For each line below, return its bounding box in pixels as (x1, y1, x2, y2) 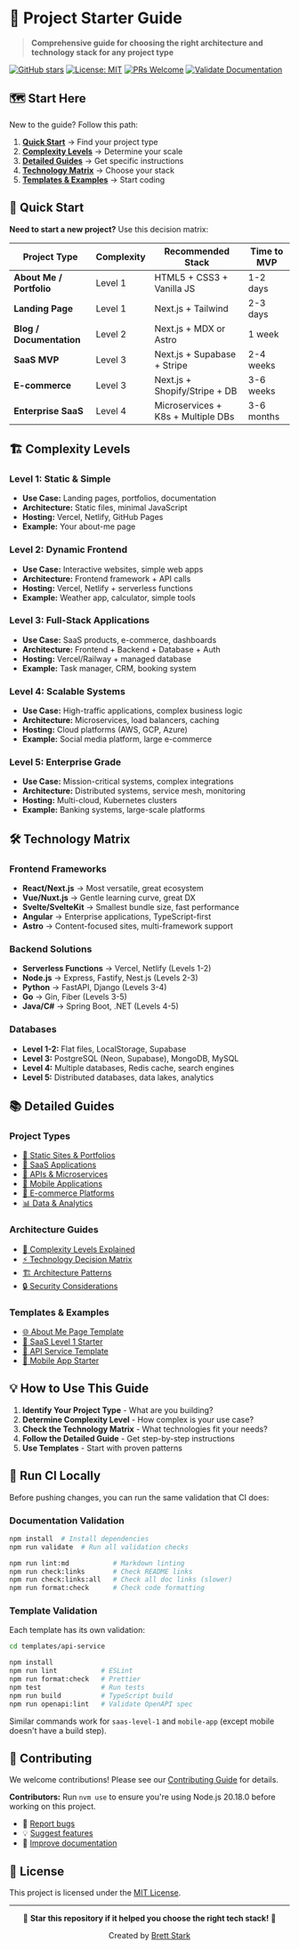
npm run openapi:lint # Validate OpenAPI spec (9, 1700, 193, 1709)
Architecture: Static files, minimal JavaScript (21, 502, 188, 513)
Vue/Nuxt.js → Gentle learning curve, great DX (21, 892, 196, 903)
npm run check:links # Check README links (9, 1567, 193, 1576)
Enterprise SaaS (13, 404, 84, 417)
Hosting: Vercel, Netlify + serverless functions (21, 582, 194, 593)
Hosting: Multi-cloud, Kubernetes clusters (21, 795, 178, 806)
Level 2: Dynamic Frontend (9, 543, 127, 556)
